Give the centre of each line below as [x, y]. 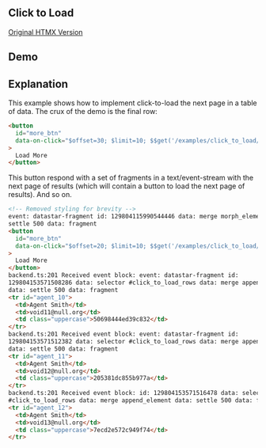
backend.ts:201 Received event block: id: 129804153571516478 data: [123, 393]
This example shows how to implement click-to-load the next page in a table [133, 103]
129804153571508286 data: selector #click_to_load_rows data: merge [123, 283]
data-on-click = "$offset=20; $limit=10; [81, 246]
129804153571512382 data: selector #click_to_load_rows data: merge [123, 342]
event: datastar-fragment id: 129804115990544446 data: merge [113, 217]
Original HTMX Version [46, 32]
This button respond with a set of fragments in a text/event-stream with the [131, 178]
